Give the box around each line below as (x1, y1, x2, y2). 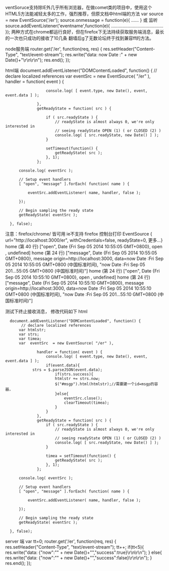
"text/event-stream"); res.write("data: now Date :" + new (19, 52, 137, 57)
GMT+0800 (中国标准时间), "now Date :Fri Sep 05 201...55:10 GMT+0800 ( (5, 291, 160, 297)
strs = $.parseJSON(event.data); (32, 367, 102, 372)
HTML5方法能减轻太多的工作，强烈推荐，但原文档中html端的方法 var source (5, 11, 163, 17)
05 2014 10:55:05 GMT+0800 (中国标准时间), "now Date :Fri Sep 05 (5, 261, 145, 268)
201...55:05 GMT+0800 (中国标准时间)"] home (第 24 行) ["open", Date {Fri (5, 268, 160, 274)
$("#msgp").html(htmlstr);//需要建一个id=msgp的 (54, 382, 155, 387)
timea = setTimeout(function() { (45, 453, 116, 459)
